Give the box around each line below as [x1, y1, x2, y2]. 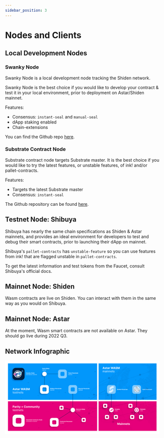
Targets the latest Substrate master [12, 186, 83, 192]
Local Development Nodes [5, 49, 87, 57]
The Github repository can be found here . [5, 201, 89, 207]
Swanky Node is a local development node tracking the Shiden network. [5, 75, 151, 81]
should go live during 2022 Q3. [5, 333, 68, 339]
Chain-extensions [12, 124, 48, 130]
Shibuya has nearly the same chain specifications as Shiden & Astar [5, 228, 142, 234]
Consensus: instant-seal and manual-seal [12, 114, 98, 120]
